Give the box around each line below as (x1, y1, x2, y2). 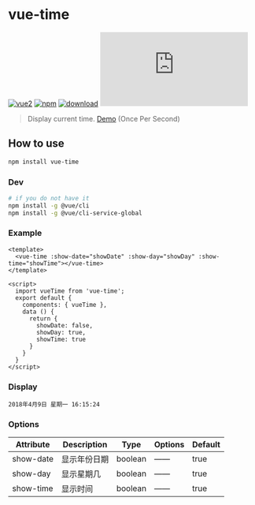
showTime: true (36, 335, 87, 343)
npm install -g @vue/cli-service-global (8, 209, 143, 217)
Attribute (15, 440, 50, 451)
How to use (8, 137, 65, 151)
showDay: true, (36, 328, 87, 336)
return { (28, 314, 58, 323)
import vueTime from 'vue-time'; (15, 286, 125, 295)
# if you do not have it (8, 194, 90, 202)
